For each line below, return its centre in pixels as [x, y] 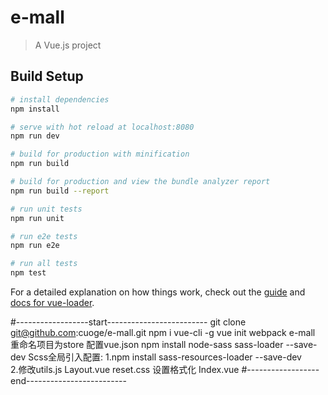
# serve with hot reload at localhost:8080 [102, 127]
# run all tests [44, 264]
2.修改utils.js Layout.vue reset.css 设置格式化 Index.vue [125, 369]
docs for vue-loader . [52, 302]
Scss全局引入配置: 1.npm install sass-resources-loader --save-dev [165, 357]
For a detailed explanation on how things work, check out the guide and [158, 292]
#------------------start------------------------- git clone [128, 322]
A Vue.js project [68, 45]
